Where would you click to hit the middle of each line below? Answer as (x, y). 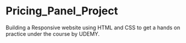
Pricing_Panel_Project (62, 11)
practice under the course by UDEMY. (53, 33)
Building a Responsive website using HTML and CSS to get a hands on (93, 27)
